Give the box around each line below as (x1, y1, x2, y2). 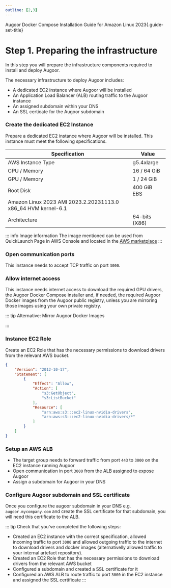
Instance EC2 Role (5, 335, 51, 342)
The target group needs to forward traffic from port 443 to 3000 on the (12, 457, 159, 463)
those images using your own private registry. (5, 303, 101, 309)
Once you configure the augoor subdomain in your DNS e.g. (5, 503, 131, 509)
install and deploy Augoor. (5, 67, 60, 73)
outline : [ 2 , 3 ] (5, 7, 38, 13)
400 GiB (132, 184, 153, 191)
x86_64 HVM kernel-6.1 (8, 204, 67, 212)
